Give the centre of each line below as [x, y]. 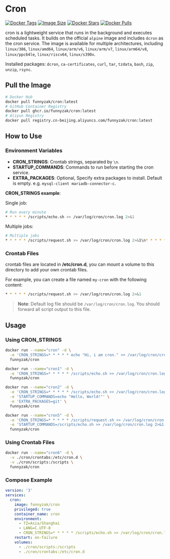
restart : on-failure [36, 538]
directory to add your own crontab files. [47, 270]
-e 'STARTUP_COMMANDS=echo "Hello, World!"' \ [60, 397]
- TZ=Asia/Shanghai [39, 524]
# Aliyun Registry [25, 116]
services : [16, 495]
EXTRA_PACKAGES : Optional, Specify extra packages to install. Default [87, 178]
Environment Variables [34, 151]
